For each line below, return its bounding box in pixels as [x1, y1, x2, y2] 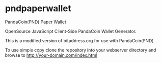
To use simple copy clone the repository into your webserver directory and [5, 47, 156, 53]
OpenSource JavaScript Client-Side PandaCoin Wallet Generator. [5, 28, 136, 34]
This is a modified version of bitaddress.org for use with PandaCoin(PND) [5, 37, 154, 44]
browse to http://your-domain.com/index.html [5, 52, 97, 58]
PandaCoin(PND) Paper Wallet [5, 19, 66, 25]
